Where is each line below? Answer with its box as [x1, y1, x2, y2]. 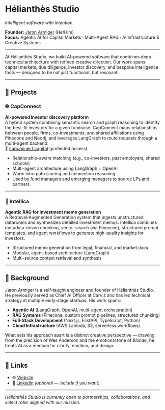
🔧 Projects [5, 88, 37, 97]
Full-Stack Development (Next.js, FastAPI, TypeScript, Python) [12, 317, 140, 323]
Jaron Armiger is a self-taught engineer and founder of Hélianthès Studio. [5, 287, 155, 293]
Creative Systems [5, 39, 41, 45]
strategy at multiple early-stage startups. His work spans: [5, 297, 121, 303]
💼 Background [5, 274, 49, 282]
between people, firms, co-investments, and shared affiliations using [5, 130, 144, 136]
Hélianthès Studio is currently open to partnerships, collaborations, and [5, 394, 151, 400]
